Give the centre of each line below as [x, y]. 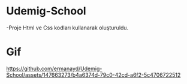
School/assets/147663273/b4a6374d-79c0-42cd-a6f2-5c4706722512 [93, 75]
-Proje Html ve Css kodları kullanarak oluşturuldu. [67, 28]
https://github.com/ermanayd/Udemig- [54, 68]
